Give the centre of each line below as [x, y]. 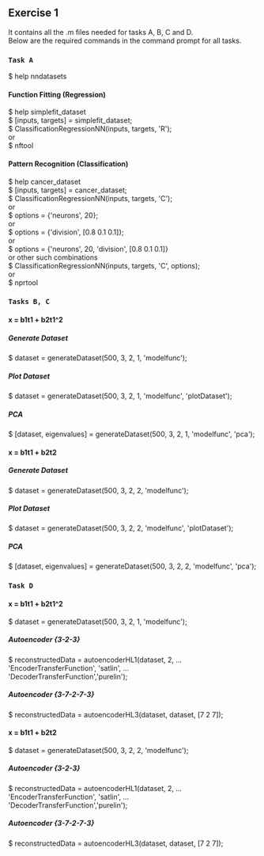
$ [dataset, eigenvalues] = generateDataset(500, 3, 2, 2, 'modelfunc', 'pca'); [132, 566]
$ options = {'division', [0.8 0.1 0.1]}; [66, 232]
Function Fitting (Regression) [57, 94]
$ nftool [21, 146]
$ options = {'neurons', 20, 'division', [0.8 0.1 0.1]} [88, 249]
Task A [21, 60]
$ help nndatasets [38, 76]
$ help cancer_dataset [45, 181]
